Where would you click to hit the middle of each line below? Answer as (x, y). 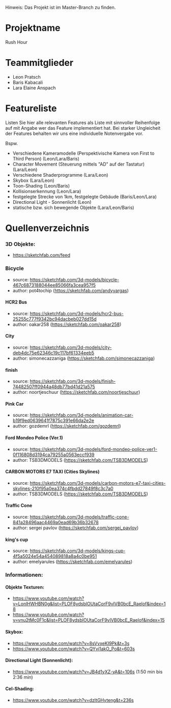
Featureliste (31, 109)
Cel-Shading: (20, 689)
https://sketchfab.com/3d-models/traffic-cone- (79, 517)
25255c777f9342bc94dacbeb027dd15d (54, 319)
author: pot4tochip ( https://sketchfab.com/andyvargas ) (70, 290)
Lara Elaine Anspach (34, 88)
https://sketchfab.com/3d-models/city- (71, 347)
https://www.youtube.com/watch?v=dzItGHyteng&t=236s (73, 700)
